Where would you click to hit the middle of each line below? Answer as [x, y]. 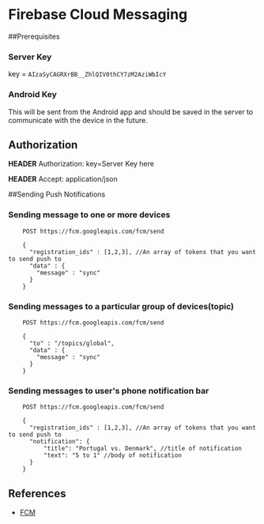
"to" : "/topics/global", [72, 343]
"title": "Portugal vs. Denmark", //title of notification [143, 449]
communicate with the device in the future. [78, 120]
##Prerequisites [34, 36]
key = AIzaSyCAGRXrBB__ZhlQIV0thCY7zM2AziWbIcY [87, 74]
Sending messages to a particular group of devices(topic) [121, 306]
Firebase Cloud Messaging [98, 15]
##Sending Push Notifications [57, 194]
